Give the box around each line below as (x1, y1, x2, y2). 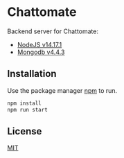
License (7, 125, 42, 137)
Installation (7, 68, 57, 80)
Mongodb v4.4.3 (17, 48, 65, 56)
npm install (7, 100, 42, 107)
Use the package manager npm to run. (7, 86, 118, 94)
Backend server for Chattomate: (7, 27, 99, 35)
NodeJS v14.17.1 (17, 40, 62, 49)
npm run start (7, 106, 48, 113)
